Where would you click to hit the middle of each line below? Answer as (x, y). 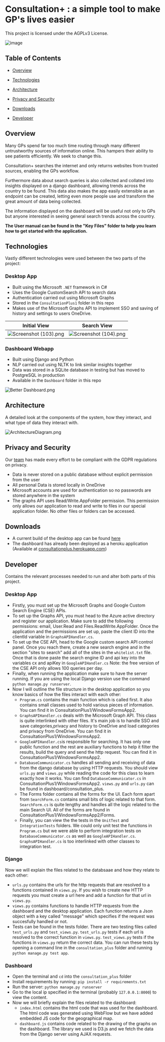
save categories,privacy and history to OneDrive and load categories (89, 726)
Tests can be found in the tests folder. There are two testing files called (84, 926)
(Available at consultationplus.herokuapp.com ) (59, 549)
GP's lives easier (40, 19)
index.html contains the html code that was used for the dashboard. (89, 1008)
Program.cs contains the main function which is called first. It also (86, 699)
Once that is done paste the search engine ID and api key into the (79, 657)
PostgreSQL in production (38, 375)
